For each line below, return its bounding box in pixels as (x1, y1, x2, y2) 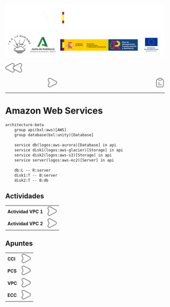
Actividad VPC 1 (7, 209, 43, 215)
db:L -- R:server (14, 168, 51, 173)
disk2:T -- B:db (14, 178, 49, 183)
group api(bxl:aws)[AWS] (14, 128, 67, 133)
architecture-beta (5, 123, 44, 128)
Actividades (5, 191, 45, 200)
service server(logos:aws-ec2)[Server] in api (14, 158, 114, 163)
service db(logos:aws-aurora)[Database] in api (14, 143, 116, 148)
